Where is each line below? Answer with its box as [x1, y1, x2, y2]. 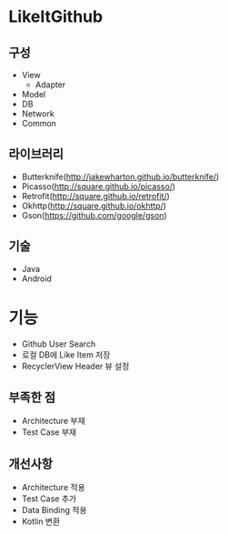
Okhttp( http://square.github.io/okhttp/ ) [21, 200, 167, 211]
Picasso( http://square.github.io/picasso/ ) [21, 180, 176, 192]
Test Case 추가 [21, 493, 77, 504]
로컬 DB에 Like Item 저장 [21, 348, 111, 360]
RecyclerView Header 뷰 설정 [21, 360, 130, 371]
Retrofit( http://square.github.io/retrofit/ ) [21, 190, 170, 201]
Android [21, 273, 52, 284]
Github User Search [21, 338, 96, 349]
